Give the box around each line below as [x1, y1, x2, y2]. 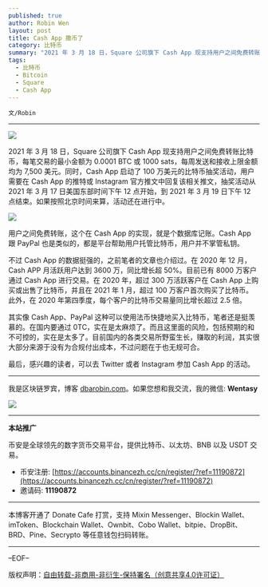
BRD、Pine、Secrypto [8, 530, 81, 540]
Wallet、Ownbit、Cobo [80, 520, 156, 529]
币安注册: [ [19, 467, 55, 477]
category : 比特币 [8, 42, 62, 50]
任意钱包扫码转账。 [89, 530, 153, 540]
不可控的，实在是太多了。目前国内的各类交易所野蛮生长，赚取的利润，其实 [8, 332, 253, 342]
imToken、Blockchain [8, 520, 79, 529]
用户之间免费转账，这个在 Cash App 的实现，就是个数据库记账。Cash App [8, 228, 251, 238]
